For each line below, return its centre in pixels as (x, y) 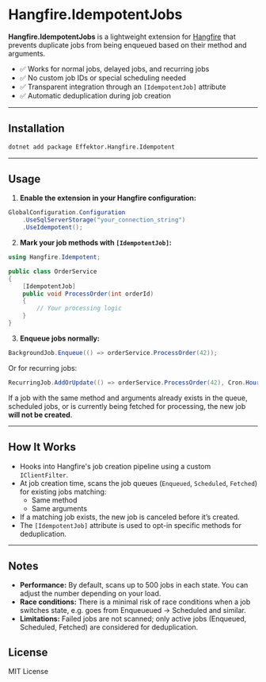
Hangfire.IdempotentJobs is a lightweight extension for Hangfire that (122, 37)
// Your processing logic (80, 308)
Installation (36, 129)
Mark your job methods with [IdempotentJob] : (95, 243)
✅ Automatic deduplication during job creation (95, 95)
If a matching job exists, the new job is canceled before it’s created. (129, 517)
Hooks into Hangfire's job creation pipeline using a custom (115, 466)
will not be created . (40, 414)
